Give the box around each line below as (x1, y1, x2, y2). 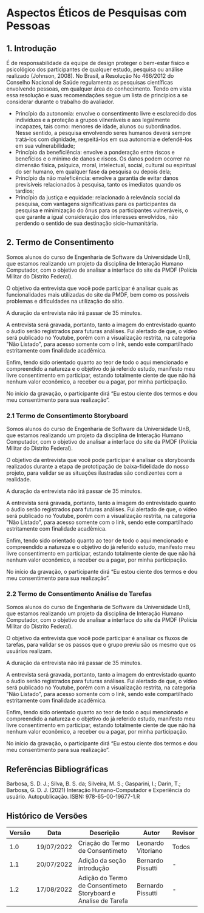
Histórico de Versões (6, 810, 88, 821)
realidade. (6, 476, 32, 483)
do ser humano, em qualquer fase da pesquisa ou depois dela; (15, 168, 172, 175)
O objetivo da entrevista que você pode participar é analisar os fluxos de (6, 635, 188, 642)
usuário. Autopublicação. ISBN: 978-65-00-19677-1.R (6, 793, 140, 801)
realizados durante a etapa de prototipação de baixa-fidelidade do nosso (6, 463, 189, 470)
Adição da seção (78, 856, 126, 865)
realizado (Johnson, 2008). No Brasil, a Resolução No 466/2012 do (6, 72, 174, 79)
